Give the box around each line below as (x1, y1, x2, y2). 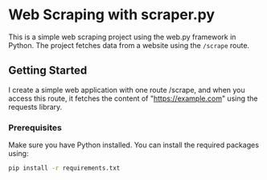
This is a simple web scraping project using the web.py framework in (8, 32, 236, 42)
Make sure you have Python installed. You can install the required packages (8, 140, 260, 150)
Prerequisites (8, 122, 62, 133)
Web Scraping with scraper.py (8, 6, 216, 24)
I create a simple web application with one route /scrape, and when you (8, 85, 245, 94)
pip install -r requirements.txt (8, 164, 121, 173)
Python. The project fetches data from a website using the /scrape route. (8, 40, 250, 50)
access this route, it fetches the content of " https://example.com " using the (8, 94, 258, 103)
